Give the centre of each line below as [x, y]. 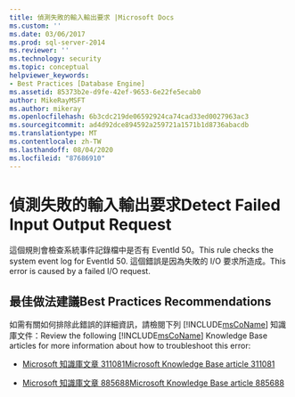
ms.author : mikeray [45, 109]
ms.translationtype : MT [53, 134]
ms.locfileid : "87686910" [57, 158]
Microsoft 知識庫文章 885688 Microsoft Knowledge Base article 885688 [153, 383]
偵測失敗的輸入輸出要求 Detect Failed [145, 205]
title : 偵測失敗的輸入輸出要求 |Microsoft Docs [92, 17]
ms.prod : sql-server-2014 [57, 42]
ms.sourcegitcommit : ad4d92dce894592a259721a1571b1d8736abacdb [129, 126]
